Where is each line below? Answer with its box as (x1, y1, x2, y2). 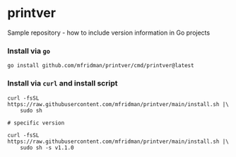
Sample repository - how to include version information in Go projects (7, 28, 211, 37)
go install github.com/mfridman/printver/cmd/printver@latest (7, 62, 194, 69)
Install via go (7, 46, 51, 56)
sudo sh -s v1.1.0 (20, 144, 74, 151)
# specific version (7, 119, 65, 127)
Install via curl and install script (7, 78, 118, 88)
